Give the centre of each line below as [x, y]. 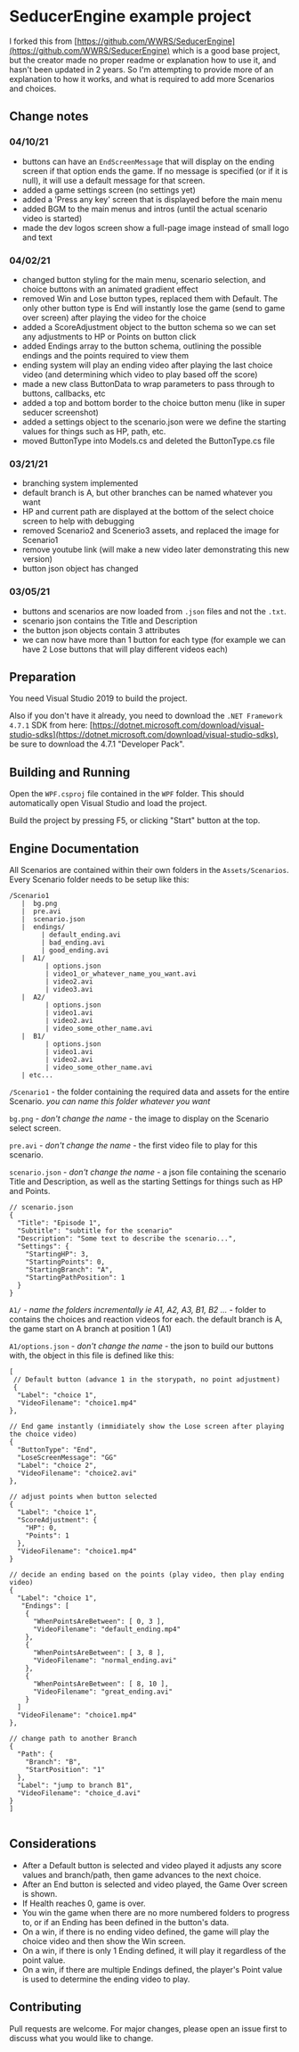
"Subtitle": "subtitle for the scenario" [95, 1231]
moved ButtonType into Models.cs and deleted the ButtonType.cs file [149, 441]
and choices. [33, 88]
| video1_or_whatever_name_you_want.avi [121, 974]
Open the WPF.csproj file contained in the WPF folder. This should [127, 794]
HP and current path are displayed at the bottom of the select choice [148, 512]
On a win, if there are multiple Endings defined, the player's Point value [152, 1969]
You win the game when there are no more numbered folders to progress [156, 1912]
